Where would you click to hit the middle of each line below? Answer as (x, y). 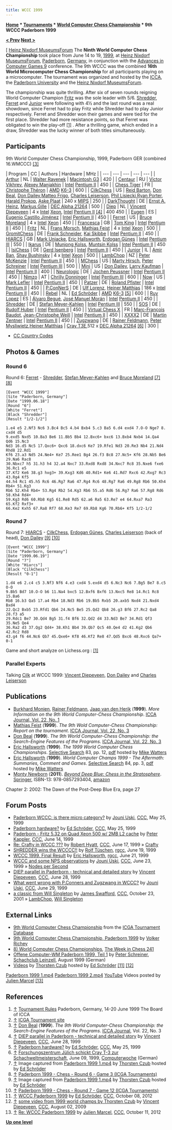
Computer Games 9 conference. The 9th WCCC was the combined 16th (81, 66)
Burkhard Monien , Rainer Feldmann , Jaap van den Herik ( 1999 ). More (86, 709)
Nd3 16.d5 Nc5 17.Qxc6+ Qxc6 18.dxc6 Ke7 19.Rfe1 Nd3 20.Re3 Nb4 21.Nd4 (85, 446)
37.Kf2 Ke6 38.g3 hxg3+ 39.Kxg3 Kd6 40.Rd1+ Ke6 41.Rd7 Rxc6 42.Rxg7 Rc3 (86, 473)
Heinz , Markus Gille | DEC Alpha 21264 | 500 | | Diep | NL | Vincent (76, 206)
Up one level (19, 1122)
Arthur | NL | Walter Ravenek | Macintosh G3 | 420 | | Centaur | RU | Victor (84, 179)
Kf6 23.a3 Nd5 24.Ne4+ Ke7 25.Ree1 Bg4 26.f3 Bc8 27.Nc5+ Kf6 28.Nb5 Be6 (86, 455)
